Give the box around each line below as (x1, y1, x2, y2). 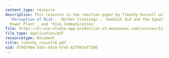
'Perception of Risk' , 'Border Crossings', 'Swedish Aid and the (10, 17, 150, 22)
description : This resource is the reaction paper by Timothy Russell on (5, 12, 163, 17)
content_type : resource (5, 7, 55, 13)
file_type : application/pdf (5, 31, 64, 36)
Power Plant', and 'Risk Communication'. (10, 21, 98, 27)
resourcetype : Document (5, 36, 55, 41)
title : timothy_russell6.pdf (5, 40, 66, 45)
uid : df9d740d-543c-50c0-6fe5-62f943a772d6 (5, 45, 98, 50)
